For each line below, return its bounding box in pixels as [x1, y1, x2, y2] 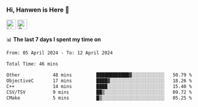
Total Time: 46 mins [6, 61, 59, 67]
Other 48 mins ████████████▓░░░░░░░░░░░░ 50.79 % [6, 72, 192, 78]
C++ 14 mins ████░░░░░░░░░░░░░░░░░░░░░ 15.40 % [6, 83, 192, 89]
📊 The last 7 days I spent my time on [6, 36, 102, 43]
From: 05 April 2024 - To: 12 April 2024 [6, 50, 113, 56]
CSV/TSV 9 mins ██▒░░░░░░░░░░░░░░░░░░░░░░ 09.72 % [6, 89, 192, 95]
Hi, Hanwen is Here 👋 [6, 6, 69, 14]
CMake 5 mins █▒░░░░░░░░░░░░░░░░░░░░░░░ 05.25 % [6, 95, 192, 101]
